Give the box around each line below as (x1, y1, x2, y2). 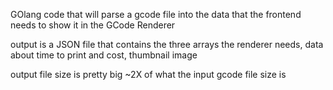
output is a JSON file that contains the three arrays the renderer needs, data (10, 39, 324, 50)
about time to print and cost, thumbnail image (10, 49, 198, 61)
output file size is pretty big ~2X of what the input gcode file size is (10, 69, 287, 80)
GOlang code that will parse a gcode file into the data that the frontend (10, 9, 302, 20)
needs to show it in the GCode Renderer (10, 19, 176, 31)
